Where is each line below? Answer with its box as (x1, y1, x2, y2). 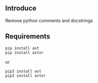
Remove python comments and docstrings (5, 17, 93, 23)
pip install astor (5, 50, 44, 55)
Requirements (5, 32, 50, 41)
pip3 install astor (5, 73, 46, 78)
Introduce (5, 4, 37, 13)
